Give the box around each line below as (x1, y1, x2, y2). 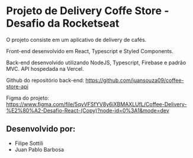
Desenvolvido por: (6, 124, 76, 134)
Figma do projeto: (6, 94, 49, 101)
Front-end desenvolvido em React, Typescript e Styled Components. (6, 47, 173, 54)
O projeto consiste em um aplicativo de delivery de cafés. (6, 36, 147, 43)
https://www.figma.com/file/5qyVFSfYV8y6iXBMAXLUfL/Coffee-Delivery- (6, 100, 187, 107)
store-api (6, 83, 28, 90)
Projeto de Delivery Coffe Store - (6, 4, 169, 18)
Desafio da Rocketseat (6, 17, 120, 30)
